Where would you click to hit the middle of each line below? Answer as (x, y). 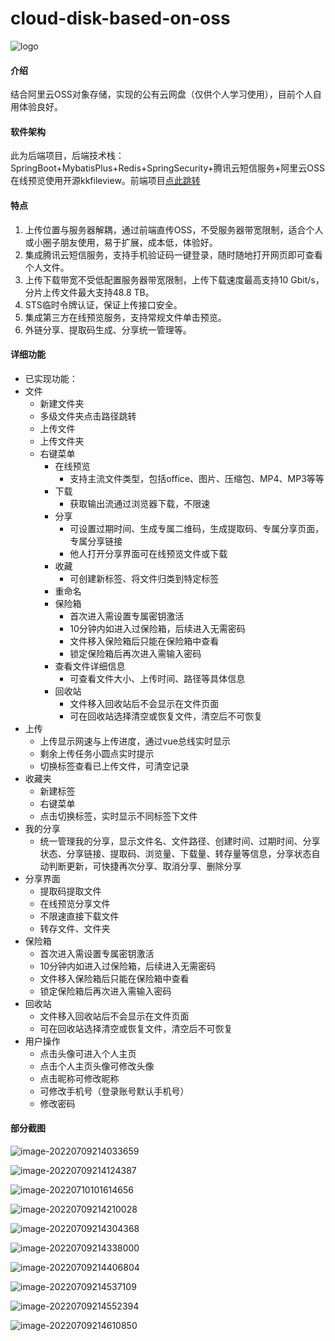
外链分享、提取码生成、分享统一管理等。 (108, 329)
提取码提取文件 (70, 891)
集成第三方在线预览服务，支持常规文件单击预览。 (125, 317)
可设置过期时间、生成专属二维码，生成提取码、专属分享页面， (197, 528)
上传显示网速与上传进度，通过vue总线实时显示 (135, 741)
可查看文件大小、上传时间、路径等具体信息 (157, 678)
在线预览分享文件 (75, 903)
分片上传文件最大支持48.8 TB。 (89, 292)
